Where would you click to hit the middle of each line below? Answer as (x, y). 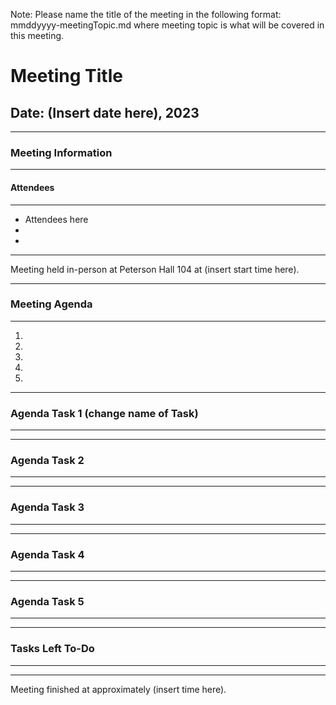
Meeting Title (66, 76)
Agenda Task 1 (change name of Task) (104, 413)
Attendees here (56, 219)
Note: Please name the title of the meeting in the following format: (146, 14)
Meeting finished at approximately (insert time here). (118, 689)
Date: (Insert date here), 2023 (105, 112)
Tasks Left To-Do (52, 649)
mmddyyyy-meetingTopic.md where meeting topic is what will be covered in (167, 25)
